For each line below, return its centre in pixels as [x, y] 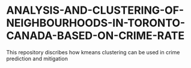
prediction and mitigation [37, 58]
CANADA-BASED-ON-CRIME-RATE [95, 36]
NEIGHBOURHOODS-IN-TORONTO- [96, 23]
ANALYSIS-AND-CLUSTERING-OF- [95, 10]
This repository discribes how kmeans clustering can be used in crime [93, 52]
